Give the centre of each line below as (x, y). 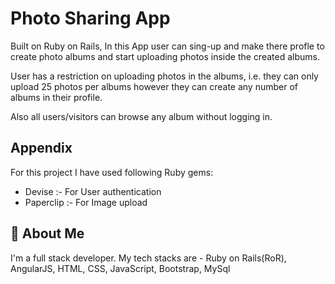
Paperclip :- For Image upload (86, 202)
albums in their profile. (56, 97)
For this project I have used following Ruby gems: (112, 172)
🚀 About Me (47, 233)
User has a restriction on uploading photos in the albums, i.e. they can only (164, 76)
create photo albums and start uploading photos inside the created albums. (165, 56)
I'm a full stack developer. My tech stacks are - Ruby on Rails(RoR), (148, 258)
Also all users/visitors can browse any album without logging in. (141, 116)
